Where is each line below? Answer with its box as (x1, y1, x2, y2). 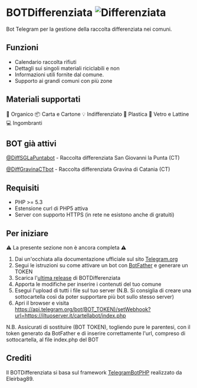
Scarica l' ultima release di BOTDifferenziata (14, 274, 121, 281)
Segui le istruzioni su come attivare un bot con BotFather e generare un (14, 262, 189, 269)
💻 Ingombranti (6, 119, 42, 127)
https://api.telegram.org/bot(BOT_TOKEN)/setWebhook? (14, 306, 151, 313)
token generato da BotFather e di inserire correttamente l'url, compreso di (6, 330, 186, 337)
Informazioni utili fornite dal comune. (14, 71, 104, 78)
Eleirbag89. (6, 375, 34, 382)
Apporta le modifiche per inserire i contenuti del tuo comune (14, 281, 162, 287)
